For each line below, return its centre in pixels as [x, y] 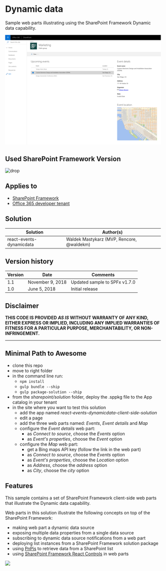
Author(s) [112, 232]
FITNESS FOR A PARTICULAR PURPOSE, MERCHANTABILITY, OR [73, 328]
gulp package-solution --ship [51, 392]
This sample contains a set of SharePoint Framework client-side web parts [81, 498]
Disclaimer [22, 306]
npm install [32, 381]
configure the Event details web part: [57, 428]
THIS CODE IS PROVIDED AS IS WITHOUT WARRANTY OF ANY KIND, [77, 318]
